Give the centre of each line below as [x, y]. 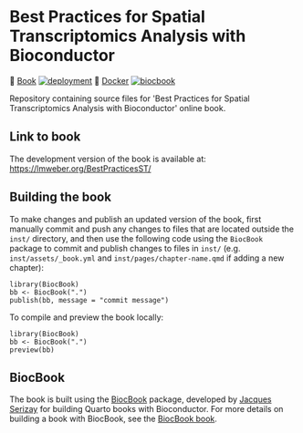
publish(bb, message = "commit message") [89, 300]
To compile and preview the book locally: [87, 317]
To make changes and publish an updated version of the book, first [136, 219]
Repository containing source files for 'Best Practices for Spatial [130, 98]
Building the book [61, 197]
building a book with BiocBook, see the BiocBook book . [113, 419]
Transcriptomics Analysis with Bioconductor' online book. [118, 108]
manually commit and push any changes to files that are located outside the [152, 229]
